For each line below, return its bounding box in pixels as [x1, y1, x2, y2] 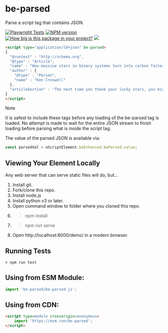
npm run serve [24, 222, 55, 228]
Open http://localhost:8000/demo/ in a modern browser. [12, 232, 128, 238]
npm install [24, 213, 47, 219]
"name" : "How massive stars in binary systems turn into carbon [9, 64, 149, 69]
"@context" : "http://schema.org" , [9, 54, 84, 59]
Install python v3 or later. [12, 198, 64, 204]
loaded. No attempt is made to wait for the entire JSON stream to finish [5, 120, 151, 126]
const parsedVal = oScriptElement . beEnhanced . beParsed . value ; [5, 145, 137, 150]
